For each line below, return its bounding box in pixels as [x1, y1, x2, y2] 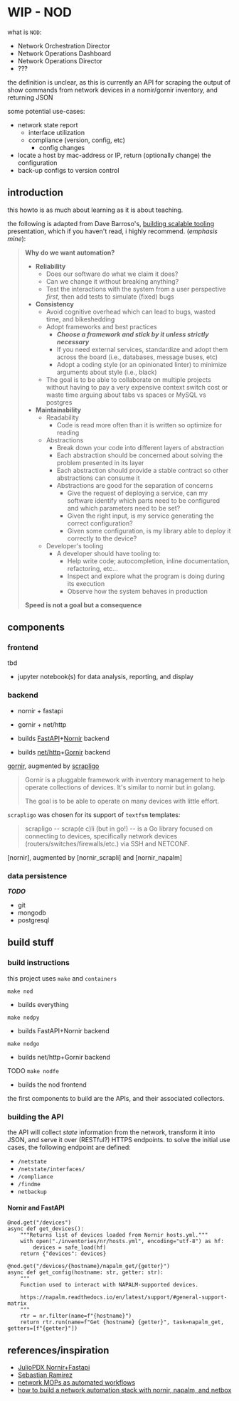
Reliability [35, 262, 66, 270]
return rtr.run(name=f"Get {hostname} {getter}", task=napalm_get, [20, 1319, 224, 1326]
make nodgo [7, 1040, 40, 1048]
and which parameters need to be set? [67, 504, 181, 512]
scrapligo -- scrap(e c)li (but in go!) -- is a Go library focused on [24, 824, 213, 833]
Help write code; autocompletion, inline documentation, [67, 556, 230, 565]
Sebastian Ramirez [17, 1370, 73, 1380]
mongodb [17, 908, 46, 917]
